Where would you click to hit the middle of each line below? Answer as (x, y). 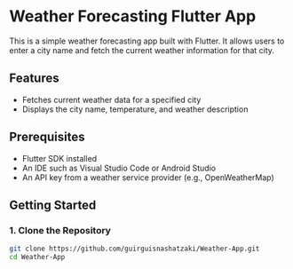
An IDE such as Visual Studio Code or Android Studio (119, 168)
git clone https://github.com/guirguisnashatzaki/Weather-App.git (135, 249)
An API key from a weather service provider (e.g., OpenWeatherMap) (148, 177)
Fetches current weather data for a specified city (111, 99)
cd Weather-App (37, 257)
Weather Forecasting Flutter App (133, 16)
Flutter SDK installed (59, 158)
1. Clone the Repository (60, 230)
